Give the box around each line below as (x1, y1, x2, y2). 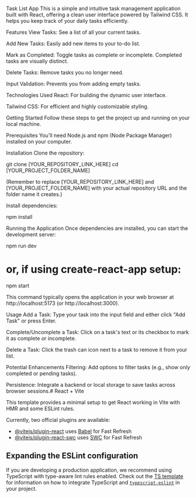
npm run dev (6, 242, 37, 249)
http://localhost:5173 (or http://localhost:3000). (6, 300, 120, 307)
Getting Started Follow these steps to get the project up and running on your (6, 114, 190, 121)
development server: (6, 231, 56, 238)
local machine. (6, 121, 42, 128)
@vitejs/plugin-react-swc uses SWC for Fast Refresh (14, 434, 142, 441)
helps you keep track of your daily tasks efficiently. (6, 18, 129, 24)
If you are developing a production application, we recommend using (6, 466, 172, 473)
